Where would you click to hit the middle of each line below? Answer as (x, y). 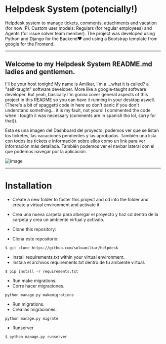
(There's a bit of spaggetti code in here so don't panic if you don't (72, 105)
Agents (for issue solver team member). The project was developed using (80, 33)
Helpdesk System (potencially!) (71, 9)
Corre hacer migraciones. (38, 286)
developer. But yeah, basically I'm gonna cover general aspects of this (77, 94)
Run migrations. (28, 304)
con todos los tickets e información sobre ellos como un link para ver (75, 141)
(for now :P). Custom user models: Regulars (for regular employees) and (79, 28)
